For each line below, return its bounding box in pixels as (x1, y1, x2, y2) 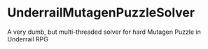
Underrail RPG (7, 35, 49, 43)
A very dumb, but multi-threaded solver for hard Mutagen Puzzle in (7, 28, 202, 36)
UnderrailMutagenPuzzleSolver (7, 5, 195, 21)
